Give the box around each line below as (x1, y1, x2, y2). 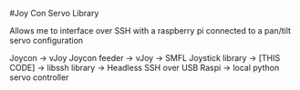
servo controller (9, 72, 69, 83)
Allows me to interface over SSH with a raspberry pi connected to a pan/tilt (9, 25, 292, 35)
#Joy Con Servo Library (9, 8, 99, 18)
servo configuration (9, 35, 84, 45)
